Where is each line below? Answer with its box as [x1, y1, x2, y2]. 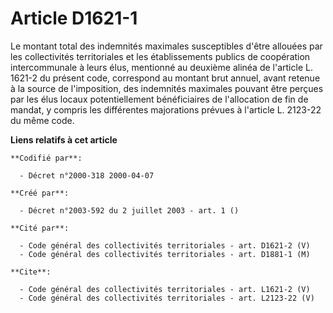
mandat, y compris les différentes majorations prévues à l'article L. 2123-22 [10, 103, 322, 116]
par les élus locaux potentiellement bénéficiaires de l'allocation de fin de [10, 93, 309, 105]
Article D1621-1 [10, 7, 138, 30]
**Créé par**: [10, 188, 70, 198]
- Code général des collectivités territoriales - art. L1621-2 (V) [19, 284, 311, 294]
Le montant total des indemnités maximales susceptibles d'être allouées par [10, 40, 323, 52]
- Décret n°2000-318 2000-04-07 [19, 170, 155, 181]
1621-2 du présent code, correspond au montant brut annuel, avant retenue [10, 72, 321, 84]
